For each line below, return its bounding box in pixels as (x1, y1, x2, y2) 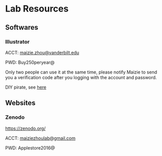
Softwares (5, 23, 39, 32)
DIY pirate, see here (5, 84, 47, 90)
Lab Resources (5, 3, 69, 15)
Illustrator (5, 38, 30, 45)
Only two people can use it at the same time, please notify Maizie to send (5, 69, 157, 75)
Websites (5, 99, 36, 107)
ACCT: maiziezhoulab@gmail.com (5, 135, 75, 141)
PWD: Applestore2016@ (5, 144, 55, 151)
